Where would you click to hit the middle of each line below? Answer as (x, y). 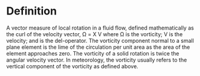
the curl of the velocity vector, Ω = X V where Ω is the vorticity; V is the (95, 34)
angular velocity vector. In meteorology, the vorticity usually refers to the (97, 60)
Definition (32, 11)
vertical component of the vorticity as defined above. (73, 66)
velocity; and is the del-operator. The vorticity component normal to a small (100, 40)
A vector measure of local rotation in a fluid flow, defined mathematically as (100, 28)
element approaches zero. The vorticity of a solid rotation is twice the (93, 53)
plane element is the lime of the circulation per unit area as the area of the (98, 47)
